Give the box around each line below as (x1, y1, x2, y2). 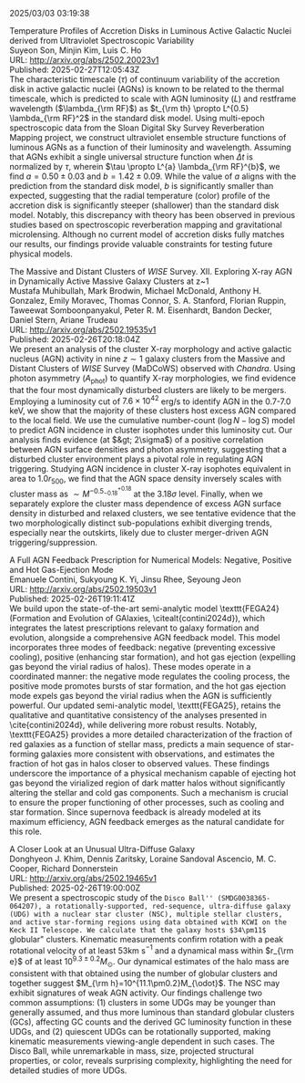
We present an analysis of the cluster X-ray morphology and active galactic (9, 344, 292, 354)
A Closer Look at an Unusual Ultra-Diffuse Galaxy (9, 843, 196, 854)
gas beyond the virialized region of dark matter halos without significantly (9, 777, 286, 788)
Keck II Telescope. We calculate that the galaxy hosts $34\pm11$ (9, 925, 267, 934)
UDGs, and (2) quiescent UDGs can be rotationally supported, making (9, 1026, 271, 1036)
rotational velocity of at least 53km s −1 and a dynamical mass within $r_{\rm (9, 943, 294, 956)
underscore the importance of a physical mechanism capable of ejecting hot (9, 767, 297, 778)
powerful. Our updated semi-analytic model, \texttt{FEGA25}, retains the (9, 700, 281, 711)
